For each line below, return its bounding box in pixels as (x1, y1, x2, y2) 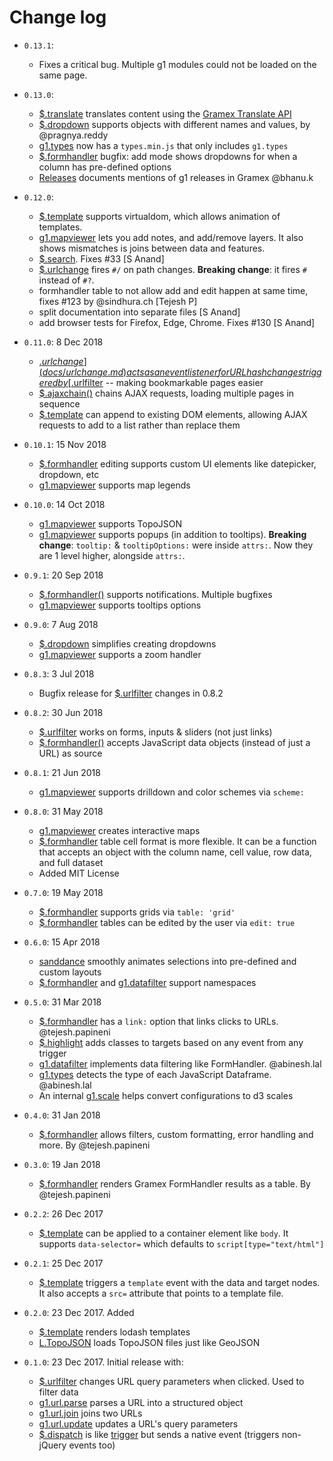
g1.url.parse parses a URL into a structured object (38, 1396, 244, 1408)
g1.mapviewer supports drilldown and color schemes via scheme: (38, 786, 305, 798)
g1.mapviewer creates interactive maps (38, 824, 201, 836)
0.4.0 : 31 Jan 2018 (23, 1109, 101, 1121)
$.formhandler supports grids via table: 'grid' (38, 906, 236, 918)
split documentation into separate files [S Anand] (38, 306, 241, 318)
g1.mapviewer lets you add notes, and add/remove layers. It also (38, 231, 304, 243)
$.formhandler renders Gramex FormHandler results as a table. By (38, 1177, 311, 1190)
